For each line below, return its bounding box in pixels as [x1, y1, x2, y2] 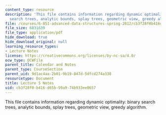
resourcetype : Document [5, 76, 54, 81]
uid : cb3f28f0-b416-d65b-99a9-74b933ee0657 [5, 85, 96, 90]
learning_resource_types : [5, 44, 58, 49]
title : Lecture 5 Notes [5, 80, 54, 85]
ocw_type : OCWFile [5, 58, 43, 63]
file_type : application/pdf [5, 30, 63, 35]
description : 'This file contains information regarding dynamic [5, 12, 142, 17]
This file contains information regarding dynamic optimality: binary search [5, 99, 156, 105]
